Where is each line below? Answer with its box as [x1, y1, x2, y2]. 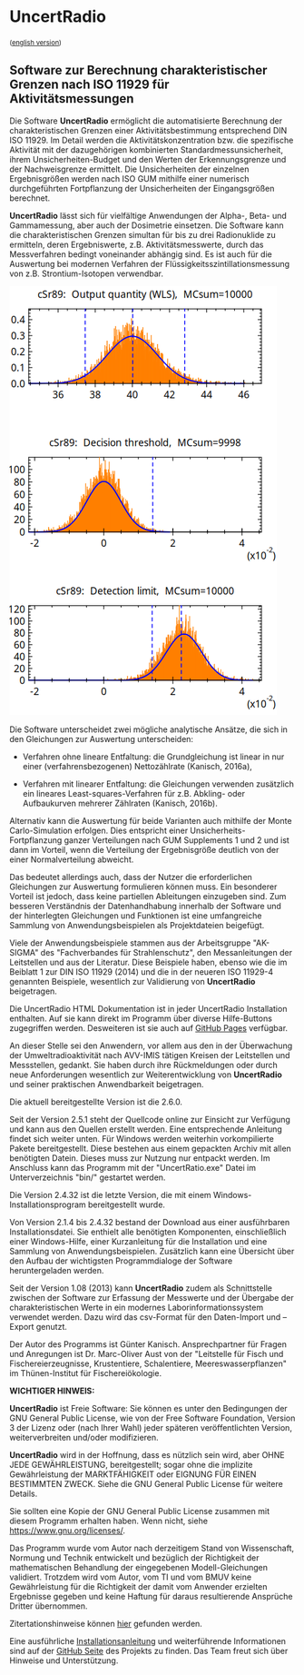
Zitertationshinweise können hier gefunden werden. [9, 1618, 202, 1629]
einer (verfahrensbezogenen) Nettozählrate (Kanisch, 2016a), [22, 760, 252, 771]
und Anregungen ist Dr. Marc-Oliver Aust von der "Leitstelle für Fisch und [9, 1348, 284, 1359]
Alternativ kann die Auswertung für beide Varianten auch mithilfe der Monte [9, 815, 292, 826]
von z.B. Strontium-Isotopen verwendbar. [9, 268, 163, 279]
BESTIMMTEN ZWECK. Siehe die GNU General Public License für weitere [9, 1478, 283, 1489]
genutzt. [35, 1321, 68, 1332]
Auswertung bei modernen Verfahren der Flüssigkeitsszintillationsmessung [9, 258, 290, 269]
